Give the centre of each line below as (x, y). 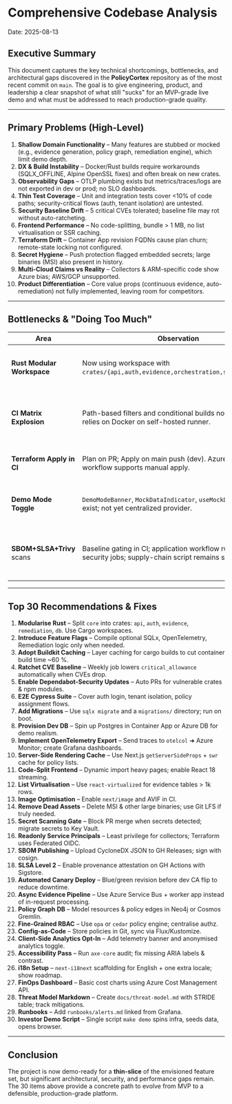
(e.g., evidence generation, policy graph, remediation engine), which (115, 152)
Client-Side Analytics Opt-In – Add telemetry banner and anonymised (118, 939)
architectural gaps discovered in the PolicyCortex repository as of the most (115, 77)
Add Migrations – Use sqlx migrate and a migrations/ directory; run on (120, 711)
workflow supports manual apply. (136, 467)
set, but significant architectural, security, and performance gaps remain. (112, 1079)
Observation (178, 338)
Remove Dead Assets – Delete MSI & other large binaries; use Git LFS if (119, 806)
